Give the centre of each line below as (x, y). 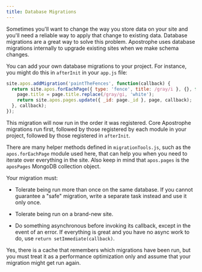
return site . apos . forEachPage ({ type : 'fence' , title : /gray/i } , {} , (102, 89)
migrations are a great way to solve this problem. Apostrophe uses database (101, 41)
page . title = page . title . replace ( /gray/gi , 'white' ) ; (86, 95)
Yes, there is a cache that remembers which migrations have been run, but (99, 250)
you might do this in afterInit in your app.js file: (67, 72)
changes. (18, 54)
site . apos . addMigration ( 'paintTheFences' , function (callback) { (88, 83)
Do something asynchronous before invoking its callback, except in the (103, 225)
